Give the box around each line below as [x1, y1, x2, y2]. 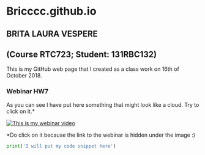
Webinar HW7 [6, 87, 49, 96]
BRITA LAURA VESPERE [6, 29, 98, 39]
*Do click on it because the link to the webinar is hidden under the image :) [6, 131, 196, 139]
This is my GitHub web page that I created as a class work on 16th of [6, 65, 179, 73]
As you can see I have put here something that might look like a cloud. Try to [6, 101, 199, 108]
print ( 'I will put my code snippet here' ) [6, 143, 116, 149]
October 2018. [6, 72, 42, 79]
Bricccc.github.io [6, 4, 97, 18]
